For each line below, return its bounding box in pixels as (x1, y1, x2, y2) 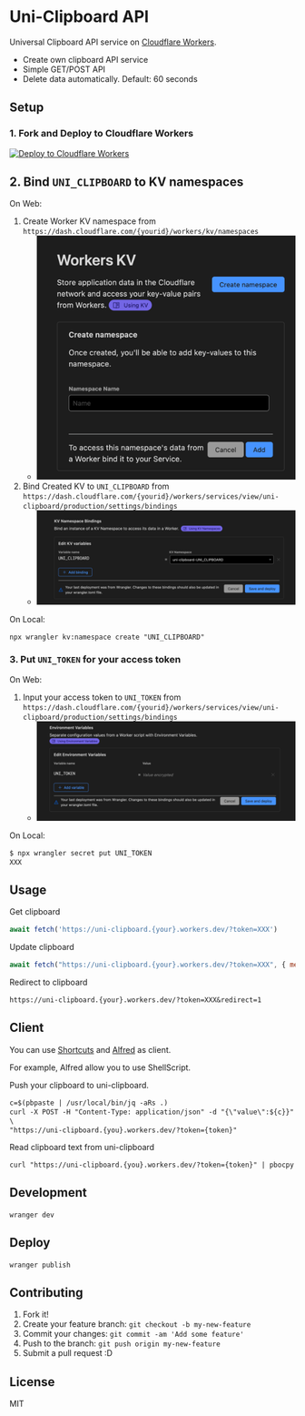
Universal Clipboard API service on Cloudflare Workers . (9, 36, 217, 47)
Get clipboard (9, 906, 61, 917)
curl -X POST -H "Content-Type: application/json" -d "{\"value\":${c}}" (9, 1108, 295, 1117)
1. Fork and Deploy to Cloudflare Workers (9, 127, 193, 140)
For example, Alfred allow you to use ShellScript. (9, 1062, 192, 1073)
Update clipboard (9, 942, 74, 953)
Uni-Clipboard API (9, 6, 150, 27)
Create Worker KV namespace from (22, 216, 156, 227)
